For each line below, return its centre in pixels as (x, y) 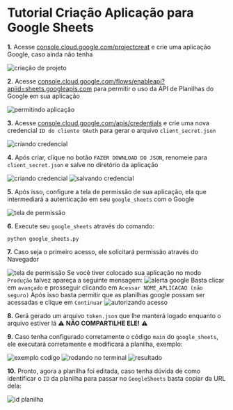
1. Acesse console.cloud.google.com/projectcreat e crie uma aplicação (109, 47)
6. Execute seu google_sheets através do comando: (81, 226)
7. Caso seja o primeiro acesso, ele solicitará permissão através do (103, 251)
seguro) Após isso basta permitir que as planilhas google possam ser (106, 294)
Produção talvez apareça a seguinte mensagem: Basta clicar (116, 280)
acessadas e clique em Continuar (55, 302)
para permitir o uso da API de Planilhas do (154, 88)
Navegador (23, 259)
